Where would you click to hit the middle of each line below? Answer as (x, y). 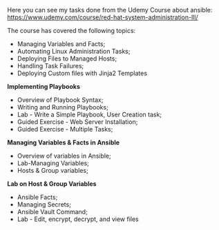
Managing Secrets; (44, 205)
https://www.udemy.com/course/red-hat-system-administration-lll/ (103, 17)
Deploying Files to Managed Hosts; (67, 59)
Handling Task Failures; (50, 66)
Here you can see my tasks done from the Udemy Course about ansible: (110, 10)
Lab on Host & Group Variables (52, 184)
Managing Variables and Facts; (61, 44)
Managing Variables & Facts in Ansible (63, 143)
